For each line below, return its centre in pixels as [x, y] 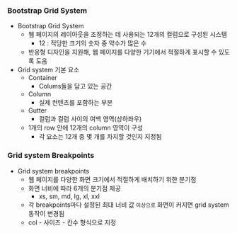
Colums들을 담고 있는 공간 [75, 86]
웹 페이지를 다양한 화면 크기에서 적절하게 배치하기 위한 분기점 [112, 179]
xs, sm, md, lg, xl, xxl [69, 196]
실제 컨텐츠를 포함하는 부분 [76, 103]
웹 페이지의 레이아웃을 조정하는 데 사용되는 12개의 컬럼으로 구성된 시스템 [128, 35]
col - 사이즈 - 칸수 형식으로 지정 [72, 222]
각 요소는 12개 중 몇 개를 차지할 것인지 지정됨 [100, 137]
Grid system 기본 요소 [48, 70]
